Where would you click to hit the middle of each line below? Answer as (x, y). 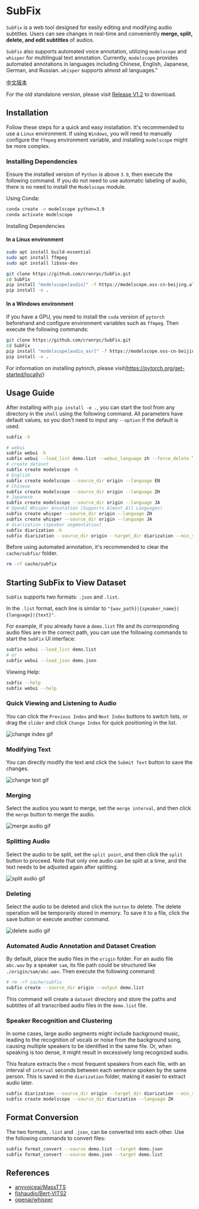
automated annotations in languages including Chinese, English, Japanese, (98, 64)
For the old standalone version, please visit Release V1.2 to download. (91, 94)
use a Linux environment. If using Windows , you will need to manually (89, 133)
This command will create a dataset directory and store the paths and (91, 999)
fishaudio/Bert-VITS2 (41, 1194)
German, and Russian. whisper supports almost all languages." (82, 70)
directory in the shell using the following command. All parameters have (95, 413)
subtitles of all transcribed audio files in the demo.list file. (77, 1005)
